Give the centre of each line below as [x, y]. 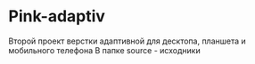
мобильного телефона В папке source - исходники [105, 50]
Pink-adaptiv [57, 16]
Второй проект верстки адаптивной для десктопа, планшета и [127, 41]
